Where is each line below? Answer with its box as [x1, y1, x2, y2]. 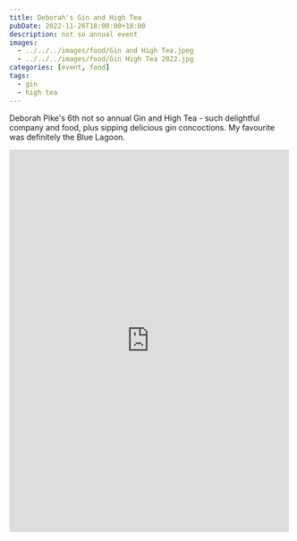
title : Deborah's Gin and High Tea [9, 13, 142, 22]
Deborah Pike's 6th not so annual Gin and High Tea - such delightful [9, 113, 260, 123]
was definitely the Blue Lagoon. [9, 131, 125, 142]
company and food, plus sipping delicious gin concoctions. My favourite [9, 122, 276, 132]
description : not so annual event [9, 30, 139, 38]
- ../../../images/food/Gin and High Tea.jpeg [17, 46, 194, 55]
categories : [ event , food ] [9, 63, 110, 72]
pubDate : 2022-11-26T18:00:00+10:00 [9, 21, 146, 30]
